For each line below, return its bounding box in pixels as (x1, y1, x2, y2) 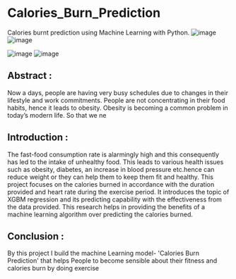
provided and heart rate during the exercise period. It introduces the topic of (7, 187, 230, 196)
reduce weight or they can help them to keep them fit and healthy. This (7, 173, 214, 181)
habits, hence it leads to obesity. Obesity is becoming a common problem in (7, 104, 228, 112)
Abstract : (7, 70, 52, 82)
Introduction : (7, 132, 69, 144)
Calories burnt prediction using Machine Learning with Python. (7, 28, 190, 37)
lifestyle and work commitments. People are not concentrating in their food (7, 96, 225, 104)
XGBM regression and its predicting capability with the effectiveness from (7, 195, 223, 204)
